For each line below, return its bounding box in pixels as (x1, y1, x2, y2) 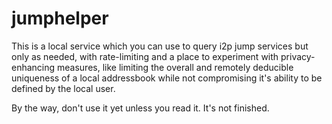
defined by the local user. (11, 82, 116, 94)
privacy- (280, 50, 316, 62)
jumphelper (11, 7, 109, 30)
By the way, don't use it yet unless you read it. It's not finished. (11, 102, 270, 114)
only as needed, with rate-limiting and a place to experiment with (11, 50, 279, 62)
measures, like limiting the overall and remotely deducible (57, 61, 294, 73)
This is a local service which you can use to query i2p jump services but (11, 40, 309, 52)
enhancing (11, 61, 56, 73)
